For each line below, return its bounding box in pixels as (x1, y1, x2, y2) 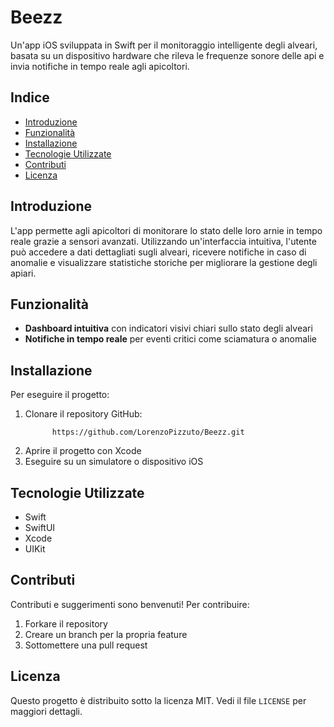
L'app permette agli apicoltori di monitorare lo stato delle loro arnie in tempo (10, 224, 323, 236)
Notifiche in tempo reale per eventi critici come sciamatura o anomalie (24, 333, 318, 345)
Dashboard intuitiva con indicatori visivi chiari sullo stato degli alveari (24, 322, 313, 335)
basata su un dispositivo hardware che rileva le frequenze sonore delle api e (10, 49, 325, 61)
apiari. (10, 267, 37, 279)
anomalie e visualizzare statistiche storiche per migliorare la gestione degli (10, 256, 318, 268)
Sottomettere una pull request (24, 639, 148, 651)
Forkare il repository (24, 617, 108, 630)
